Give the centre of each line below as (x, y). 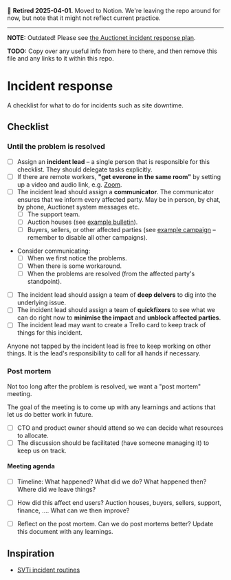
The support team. (54, 214)
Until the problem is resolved (56, 147)
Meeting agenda (31, 466)
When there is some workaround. (75, 266)
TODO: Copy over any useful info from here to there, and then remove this (112, 51)
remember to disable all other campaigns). (87, 237)
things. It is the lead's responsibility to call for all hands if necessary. (104, 353)
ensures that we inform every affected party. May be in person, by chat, (119, 199)
